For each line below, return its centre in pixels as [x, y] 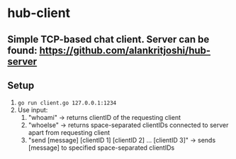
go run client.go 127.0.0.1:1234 [67, 103]
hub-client [39, 13]
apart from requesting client [69, 133]
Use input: [33, 110]
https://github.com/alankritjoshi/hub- [125, 50]
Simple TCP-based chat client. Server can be [108, 39]
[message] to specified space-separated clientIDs [101, 148]
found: [22, 50]
